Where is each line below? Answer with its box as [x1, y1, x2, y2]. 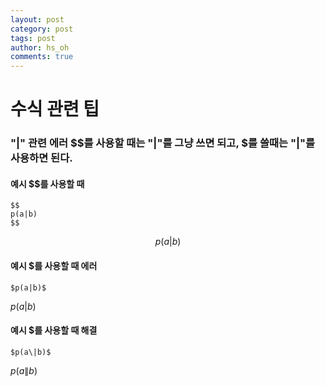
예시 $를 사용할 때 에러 [10, 260, 98, 272]
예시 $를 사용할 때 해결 [10, 324, 98, 336]
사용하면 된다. [10, 151, 73, 165]
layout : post [10, 14, 65, 25]
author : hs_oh [10, 42, 70, 53]
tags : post [10, 33, 56, 43]
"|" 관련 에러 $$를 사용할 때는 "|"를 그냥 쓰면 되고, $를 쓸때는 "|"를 [10, 136, 316, 150]
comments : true [10, 52, 74, 62]
